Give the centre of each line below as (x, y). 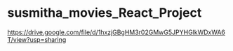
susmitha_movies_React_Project (105, 13)
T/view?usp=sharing (37, 39)
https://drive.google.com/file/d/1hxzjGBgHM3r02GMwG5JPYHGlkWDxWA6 (116, 32)
